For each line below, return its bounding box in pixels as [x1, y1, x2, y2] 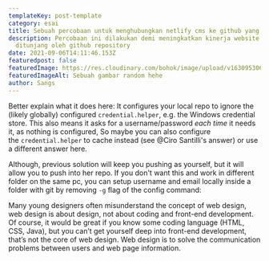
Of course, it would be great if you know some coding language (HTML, [8, 218, 245, 227]
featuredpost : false [8, 57, 78, 65]
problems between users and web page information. [8, 243, 182, 253]
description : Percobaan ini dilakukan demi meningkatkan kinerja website [8, 34, 260, 43]
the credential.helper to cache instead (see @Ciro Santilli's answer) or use [8, 135, 259, 145]
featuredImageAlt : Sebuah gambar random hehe [8, 71, 163, 80]
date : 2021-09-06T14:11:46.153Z [8, 49, 116, 57]
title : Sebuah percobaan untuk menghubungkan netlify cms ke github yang [8, 27, 260, 35]
